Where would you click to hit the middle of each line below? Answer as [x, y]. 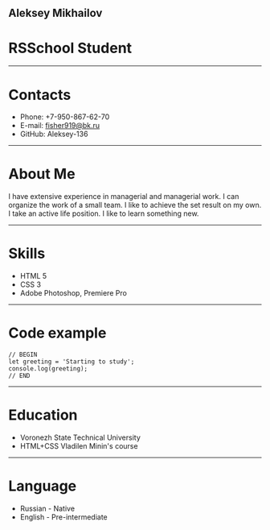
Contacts [40, 95]
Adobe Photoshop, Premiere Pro [73, 293]
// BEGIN [23, 355]
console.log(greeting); [48, 369]
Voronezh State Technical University [80, 437]
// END [19, 376]
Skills [27, 254]
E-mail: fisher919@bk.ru [60, 126]
